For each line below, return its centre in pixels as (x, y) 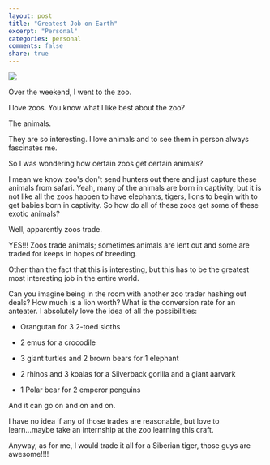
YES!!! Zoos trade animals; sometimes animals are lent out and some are (129, 245)
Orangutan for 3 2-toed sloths (70, 327)
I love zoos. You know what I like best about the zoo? (96, 108)
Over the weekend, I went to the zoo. (70, 92)
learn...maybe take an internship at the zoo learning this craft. (111, 430)
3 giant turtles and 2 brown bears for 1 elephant (99, 358)
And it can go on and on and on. (62, 405)
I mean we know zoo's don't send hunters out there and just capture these (133, 179)
